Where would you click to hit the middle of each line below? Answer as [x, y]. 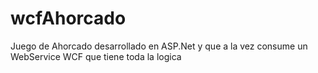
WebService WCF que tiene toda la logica [96, 56]
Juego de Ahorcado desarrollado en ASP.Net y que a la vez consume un [159, 46]
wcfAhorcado [68, 18]
